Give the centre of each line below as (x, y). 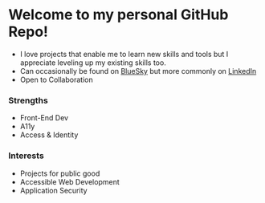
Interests (26, 156)
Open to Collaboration (57, 79)
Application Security (53, 190)
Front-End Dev (44, 118)
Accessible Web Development (69, 181)
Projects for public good (60, 173)
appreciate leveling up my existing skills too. (93, 63)
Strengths (28, 100)
